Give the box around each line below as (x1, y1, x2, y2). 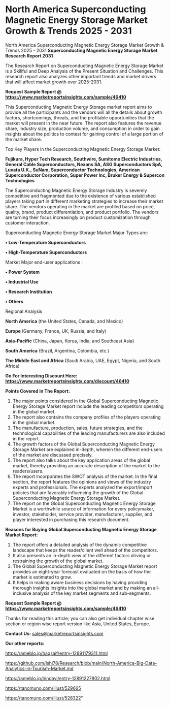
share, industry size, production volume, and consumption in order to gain (5, 125, 160, 132)
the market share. (5, 136, 42, 142)
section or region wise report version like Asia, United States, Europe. (5, 621, 151, 627)
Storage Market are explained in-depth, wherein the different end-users (12, 446, 163, 453)
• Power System (5, 269, 40, 275)
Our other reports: (5, 640, 45, 646)
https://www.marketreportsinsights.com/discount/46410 (5, 378, 129, 384)
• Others (5, 298, 24, 304)
